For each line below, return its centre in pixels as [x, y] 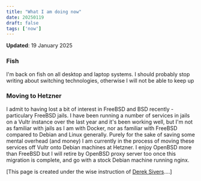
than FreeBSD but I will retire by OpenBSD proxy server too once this [91, 153]
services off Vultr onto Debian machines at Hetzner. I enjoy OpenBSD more [99, 147]
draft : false [22, 23]
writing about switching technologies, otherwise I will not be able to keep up [100, 80]
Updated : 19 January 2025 [40, 46]
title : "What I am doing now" [44, 12]
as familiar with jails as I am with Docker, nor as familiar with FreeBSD [92, 128]
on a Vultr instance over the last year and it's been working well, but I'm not [100, 122]
